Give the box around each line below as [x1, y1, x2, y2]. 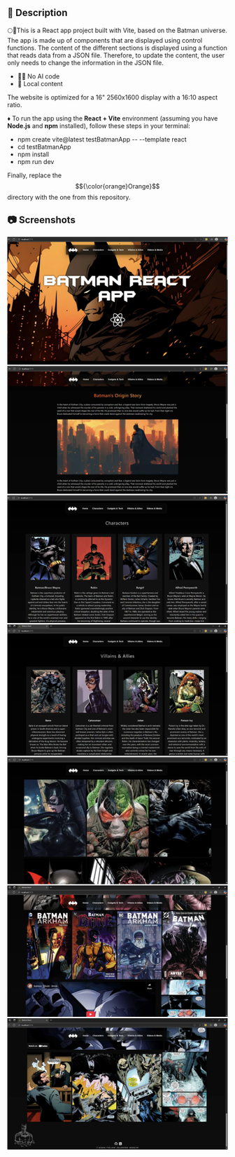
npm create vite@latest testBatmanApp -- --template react [17, 135, 187, 144]
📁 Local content [17, 79, 63, 88]
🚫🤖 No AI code [17, 71, 60, 81]
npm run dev [17, 157, 55, 165]
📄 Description [7, 7, 68, 19]
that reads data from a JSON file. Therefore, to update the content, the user [7, 50, 225, 60]
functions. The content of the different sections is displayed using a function [7, 43, 227, 52]
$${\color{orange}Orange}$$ [75, 182, 160, 190]
